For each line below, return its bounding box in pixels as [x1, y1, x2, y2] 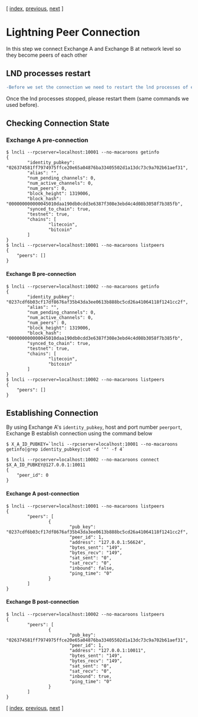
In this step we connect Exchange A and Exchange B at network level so [6, 45, 181, 52]
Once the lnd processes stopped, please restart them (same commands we [6, 94, 189, 102]
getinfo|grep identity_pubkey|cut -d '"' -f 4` [6, 447, 126, 452]
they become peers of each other [6, 51, 88, 58]
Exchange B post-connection [6, 598, 79, 605]
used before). [6, 101, 39, 108]
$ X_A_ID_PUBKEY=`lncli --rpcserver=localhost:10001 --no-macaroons [6, 441, 178, 448]
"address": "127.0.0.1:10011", [69, 647, 146, 653]
